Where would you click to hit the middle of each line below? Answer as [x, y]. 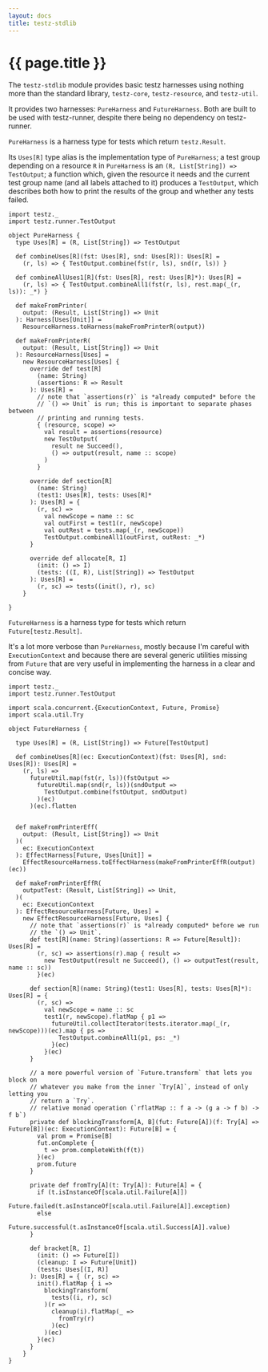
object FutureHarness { [48, 729]
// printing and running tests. [91, 418]
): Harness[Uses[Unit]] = [59, 320]
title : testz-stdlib [43, 23]
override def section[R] [71, 481]
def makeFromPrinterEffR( [59, 883]
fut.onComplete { [66, 1143]
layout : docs [30, 16]
